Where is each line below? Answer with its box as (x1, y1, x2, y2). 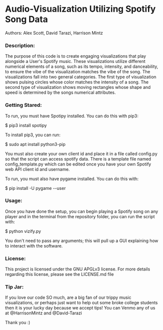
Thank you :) (5, 320, 31, 326)
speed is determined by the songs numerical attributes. (5, 89, 116, 96)
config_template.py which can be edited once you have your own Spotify (5, 161, 151, 167)
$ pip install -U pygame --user (5, 185, 66, 191)
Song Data (5, 14, 48, 25)
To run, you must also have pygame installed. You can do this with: (5, 176, 139, 182)
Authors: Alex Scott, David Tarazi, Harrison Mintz (5, 30, 103, 36)
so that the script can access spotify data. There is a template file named (5, 156, 151, 162)
